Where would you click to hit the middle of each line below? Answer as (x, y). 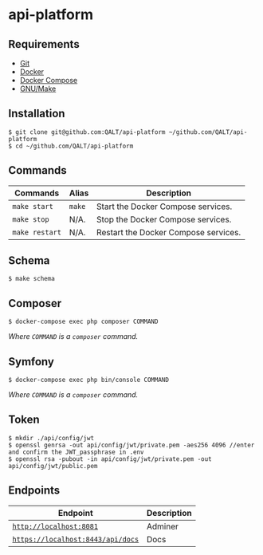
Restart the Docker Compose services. (169, 232)
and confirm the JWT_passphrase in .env (77, 452)
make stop (31, 219)
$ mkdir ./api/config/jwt (51, 438)
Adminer (163, 526)
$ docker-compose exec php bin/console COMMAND (89, 380)
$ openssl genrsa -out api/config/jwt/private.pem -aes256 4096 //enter (131, 445)
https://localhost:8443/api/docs (76, 539)
